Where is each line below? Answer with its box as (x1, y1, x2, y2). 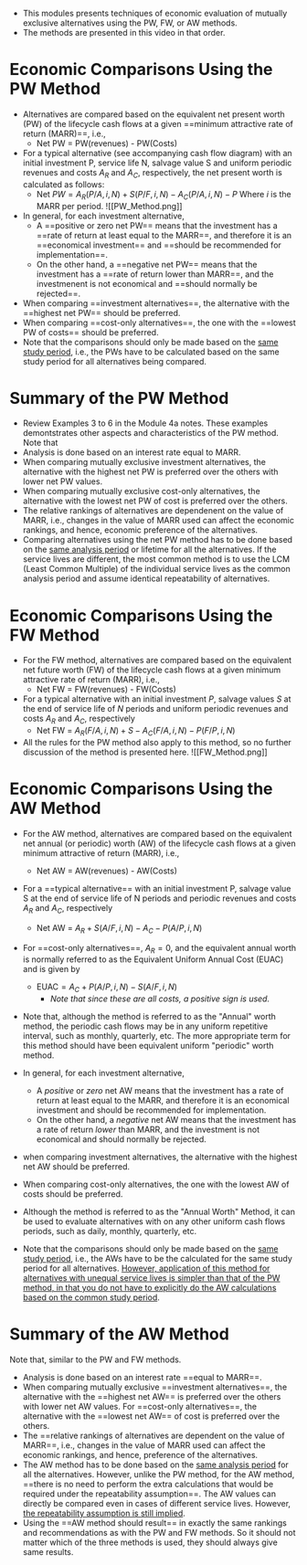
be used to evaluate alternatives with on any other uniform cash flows (22, 1216, 286, 1227)
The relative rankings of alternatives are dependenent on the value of (22, 505, 284, 516)
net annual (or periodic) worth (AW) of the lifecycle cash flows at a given (22, 838, 296, 849)
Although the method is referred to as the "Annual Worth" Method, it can (22, 1206, 295, 1218)
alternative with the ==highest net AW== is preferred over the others (22, 1391, 281, 1402)
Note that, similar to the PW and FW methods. (9, 1354, 182, 1365)
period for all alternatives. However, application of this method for (22, 1263, 270, 1274)
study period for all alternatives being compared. (22, 355, 207, 366)
